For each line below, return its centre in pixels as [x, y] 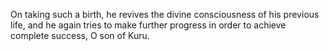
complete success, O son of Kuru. [80, 35]
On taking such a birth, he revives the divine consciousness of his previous [165, 14]
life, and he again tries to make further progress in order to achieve [148, 25]
